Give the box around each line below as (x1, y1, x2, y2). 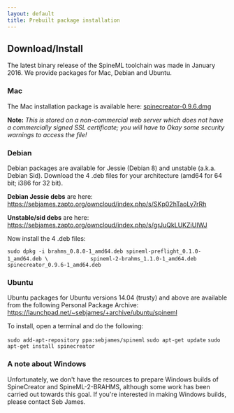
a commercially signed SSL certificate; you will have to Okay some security (7, 123, 225, 132)
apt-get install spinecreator (7, 343, 96, 350)
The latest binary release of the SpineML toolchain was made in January (7, 61, 216, 70)
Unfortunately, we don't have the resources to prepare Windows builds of (7, 375, 219, 384)
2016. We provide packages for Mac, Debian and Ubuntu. (7, 69, 173, 77)
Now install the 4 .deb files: (7, 234, 86, 242)
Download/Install (7, 43, 84, 55)
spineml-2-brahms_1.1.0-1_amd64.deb (90, 255, 197, 262)
